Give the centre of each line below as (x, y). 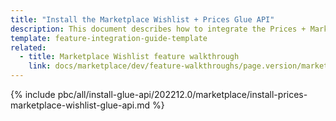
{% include (33, 94)
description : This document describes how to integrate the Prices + (158, 29)
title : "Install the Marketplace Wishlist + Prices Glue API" (142, 19)
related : (28, 47)
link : (40, 66)
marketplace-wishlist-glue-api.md (80, 105)
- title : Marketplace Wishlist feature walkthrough (129, 57)
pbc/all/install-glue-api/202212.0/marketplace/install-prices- (182, 94)
